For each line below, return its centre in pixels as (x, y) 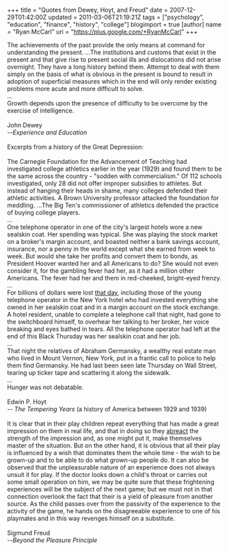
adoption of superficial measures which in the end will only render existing (112, 81)
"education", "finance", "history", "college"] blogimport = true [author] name (114, 24)
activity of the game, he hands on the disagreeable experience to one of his (114, 511)
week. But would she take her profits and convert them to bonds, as (103, 256)
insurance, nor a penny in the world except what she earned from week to (111, 249)
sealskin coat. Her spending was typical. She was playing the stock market (112, 234)
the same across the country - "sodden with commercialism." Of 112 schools (114, 176)
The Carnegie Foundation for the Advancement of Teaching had (97, 161)
